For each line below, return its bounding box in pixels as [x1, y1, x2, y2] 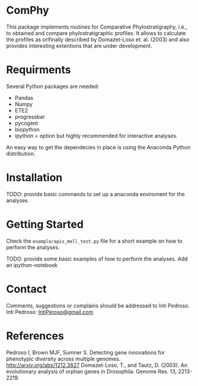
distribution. [6, 150, 36, 157]
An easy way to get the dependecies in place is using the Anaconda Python [6, 143, 191, 150]
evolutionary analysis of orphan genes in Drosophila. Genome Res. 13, [6, 368, 177, 375]
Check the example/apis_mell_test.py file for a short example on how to [6, 237, 183, 244]
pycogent [14, 120, 39, 127]
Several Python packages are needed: [6, 83, 100, 90]
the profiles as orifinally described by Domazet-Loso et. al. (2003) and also [6, 36, 190, 43]
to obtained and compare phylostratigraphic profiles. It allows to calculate [6, 29, 186, 36]
